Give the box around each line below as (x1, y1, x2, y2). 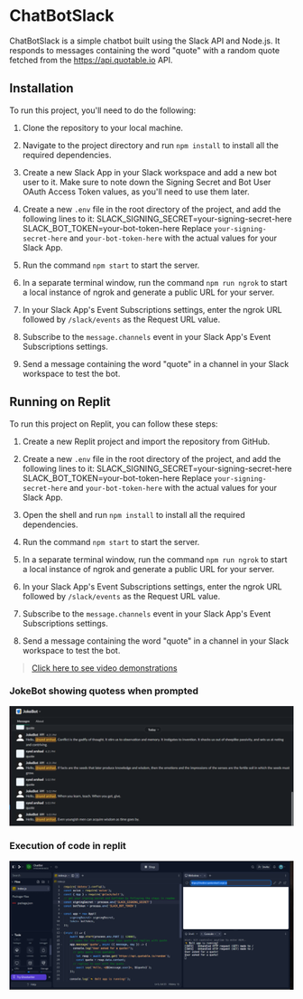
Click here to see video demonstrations (31, 662, 178, 674)
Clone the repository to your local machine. (22, 122, 183, 133)
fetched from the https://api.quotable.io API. (9, 54, 173, 65)
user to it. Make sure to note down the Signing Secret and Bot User (22, 176, 271, 187)
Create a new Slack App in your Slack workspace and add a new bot (22, 166, 277, 177)
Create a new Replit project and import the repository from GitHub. (22, 436, 271, 447)
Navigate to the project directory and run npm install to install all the (22, 139, 280, 150)
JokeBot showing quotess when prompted (9, 684, 199, 697)
